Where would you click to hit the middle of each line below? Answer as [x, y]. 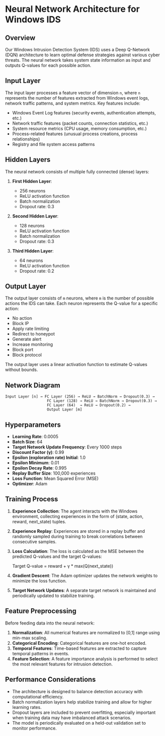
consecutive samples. [34, 542]
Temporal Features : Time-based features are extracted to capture [79, 648]
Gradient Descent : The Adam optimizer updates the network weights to [85, 575]
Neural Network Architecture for [72, 9]
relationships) [26, 139]
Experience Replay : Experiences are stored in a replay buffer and [79, 531]
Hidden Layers [28, 160]
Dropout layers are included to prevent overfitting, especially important [84, 712]
